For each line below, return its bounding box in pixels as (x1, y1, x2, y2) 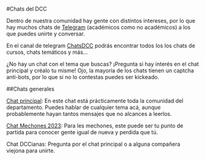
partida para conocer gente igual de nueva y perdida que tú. (6, 129, 158, 135)
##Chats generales (6, 85, 55, 93)
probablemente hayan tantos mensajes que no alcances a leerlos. (6, 110, 173, 117)
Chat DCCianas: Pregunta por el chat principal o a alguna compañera (6, 140, 181, 148)
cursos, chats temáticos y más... (6, 48, 88, 56)
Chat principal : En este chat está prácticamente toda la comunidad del (6, 97, 184, 104)
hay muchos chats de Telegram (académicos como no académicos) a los (6, 24, 191, 31)
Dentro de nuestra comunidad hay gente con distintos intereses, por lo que (6, 17, 196, 24)
